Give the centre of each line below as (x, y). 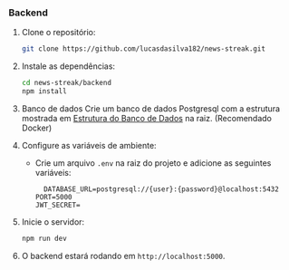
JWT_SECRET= (58, 205)
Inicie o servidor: (53, 222)
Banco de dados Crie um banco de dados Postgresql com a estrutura (151, 108)
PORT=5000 (54, 197)
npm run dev (44, 238)
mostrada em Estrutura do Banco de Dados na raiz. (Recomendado (147, 118)
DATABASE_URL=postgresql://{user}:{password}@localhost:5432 (161, 189)
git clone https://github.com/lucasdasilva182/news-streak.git (144, 49)
